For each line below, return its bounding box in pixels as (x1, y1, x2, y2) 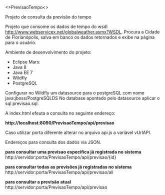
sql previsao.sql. (5, 100, 39, 106)
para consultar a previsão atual (5, 179, 71, 184)
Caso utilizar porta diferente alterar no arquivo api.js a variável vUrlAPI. (5, 129, 151, 135)
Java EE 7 (12, 69, 33, 75)
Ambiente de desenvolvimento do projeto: (5, 49, 91, 55)
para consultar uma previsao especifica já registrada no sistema (5, 149, 141, 154)
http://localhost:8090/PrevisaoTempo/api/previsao (5, 120, 114, 125)
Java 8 (12, 64, 26, 70)
